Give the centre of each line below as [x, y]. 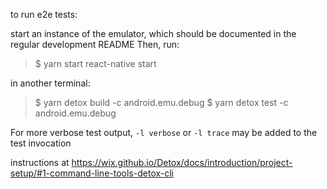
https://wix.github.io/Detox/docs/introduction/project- [182, 162]
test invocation [41, 143]
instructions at [40, 162]
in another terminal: [50, 83]
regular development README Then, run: [95, 44]
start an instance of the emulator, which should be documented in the [153, 33]
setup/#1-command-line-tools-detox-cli [92, 173]
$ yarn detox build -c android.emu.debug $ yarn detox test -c [161, 102]
